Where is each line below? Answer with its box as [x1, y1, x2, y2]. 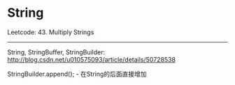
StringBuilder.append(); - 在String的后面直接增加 [7, 70, 147, 78]
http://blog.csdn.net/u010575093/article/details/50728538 [7, 55, 176, 63]
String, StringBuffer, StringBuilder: [7, 47, 106, 56]
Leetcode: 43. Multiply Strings [7, 28, 94, 36]
